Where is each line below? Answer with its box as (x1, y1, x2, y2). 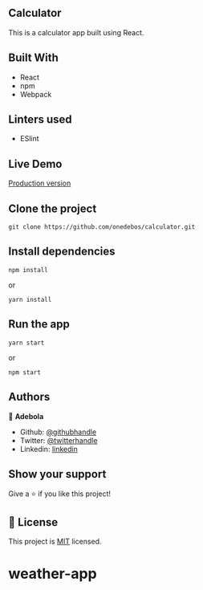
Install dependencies (8, 245, 116, 258)
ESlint (19, 134, 39, 144)
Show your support (8, 467, 107, 481)
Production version (8, 178, 71, 188)
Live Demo (8, 157, 63, 171)
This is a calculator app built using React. (8, 27, 144, 37)
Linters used (8, 112, 72, 127)
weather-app (8, 565, 98, 583)
